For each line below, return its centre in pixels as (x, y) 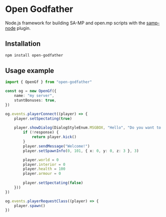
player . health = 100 (44, 169)
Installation (23, 44)
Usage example (30, 71)
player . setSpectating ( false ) (53, 183)
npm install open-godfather (34, 55)
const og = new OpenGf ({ (31, 91)
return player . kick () (54, 137)
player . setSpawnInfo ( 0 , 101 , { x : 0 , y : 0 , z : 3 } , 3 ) (81, 151)
